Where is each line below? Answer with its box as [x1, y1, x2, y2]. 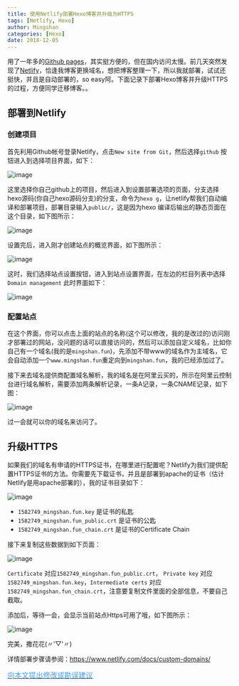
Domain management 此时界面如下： [7, 278, 107, 286]
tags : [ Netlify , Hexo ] [7, 17, 75, 24]
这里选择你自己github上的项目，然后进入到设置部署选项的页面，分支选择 [7, 185, 219, 193]
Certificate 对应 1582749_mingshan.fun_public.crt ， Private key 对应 [7, 569, 213, 577]
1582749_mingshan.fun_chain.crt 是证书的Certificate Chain [17, 525, 190, 533]
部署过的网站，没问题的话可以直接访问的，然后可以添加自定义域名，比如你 [13, 338, 232, 347]
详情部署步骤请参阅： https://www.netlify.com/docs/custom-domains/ [7, 655, 211, 663]
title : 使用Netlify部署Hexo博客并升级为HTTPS [7, 10, 134, 18]
